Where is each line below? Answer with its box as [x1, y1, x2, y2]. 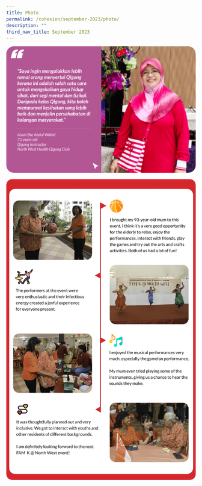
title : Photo [6, 10, 39, 16]
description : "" [6, 22, 47, 28]
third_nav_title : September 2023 [6, 29, 90, 35]
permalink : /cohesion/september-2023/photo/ [6, 16, 120, 22]
